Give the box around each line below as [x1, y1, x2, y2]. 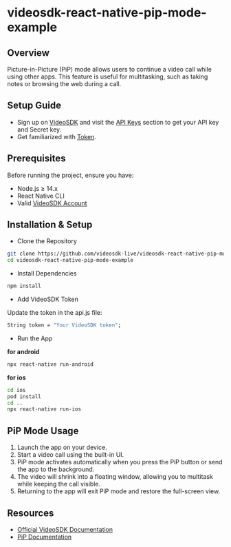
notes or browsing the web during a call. [7, 80, 122, 87]
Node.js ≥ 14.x [16, 184, 58, 192]
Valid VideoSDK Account [16, 198, 87, 207]
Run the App [16, 334, 53, 342]
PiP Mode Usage [7, 425, 79, 437]
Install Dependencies [16, 269, 77, 278]
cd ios [7, 386, 26, 393]
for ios [7, 373, 26, 382]
